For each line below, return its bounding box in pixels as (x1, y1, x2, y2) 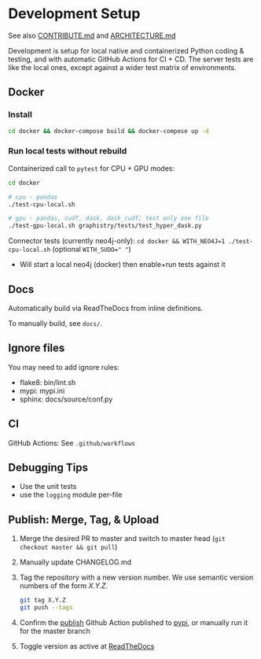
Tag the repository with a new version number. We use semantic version (19, 572, 254, 583)
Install (8, 109, 33, 120)
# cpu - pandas (8, 193, 58, 201)
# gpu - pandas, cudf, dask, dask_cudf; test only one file (8, 214, 210, 223)
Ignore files (8, 342, 65, 355)
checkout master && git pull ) (19, 542, 118, 552)
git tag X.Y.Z (19, 596, 66, 605)
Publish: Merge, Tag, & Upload (8, 513, 160, 526)
